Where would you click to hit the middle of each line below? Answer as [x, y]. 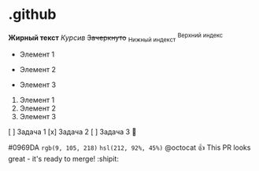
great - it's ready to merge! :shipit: [64, 159]
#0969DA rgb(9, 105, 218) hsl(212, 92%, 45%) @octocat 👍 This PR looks [129, 147]
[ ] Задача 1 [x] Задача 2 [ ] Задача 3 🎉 [72, 132]
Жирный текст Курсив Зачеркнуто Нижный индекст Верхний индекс [115, 38]
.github [32, 15]
